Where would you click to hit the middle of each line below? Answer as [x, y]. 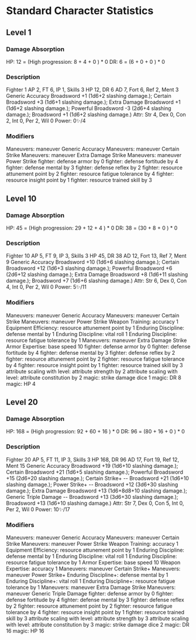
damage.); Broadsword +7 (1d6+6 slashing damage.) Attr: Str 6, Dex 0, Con [97, 281]
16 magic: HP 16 [25, 631]
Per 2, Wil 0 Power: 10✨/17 [38, 509]
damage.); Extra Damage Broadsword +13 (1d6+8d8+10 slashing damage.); [97, 491]
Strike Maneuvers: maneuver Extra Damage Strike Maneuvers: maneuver [94, 155]
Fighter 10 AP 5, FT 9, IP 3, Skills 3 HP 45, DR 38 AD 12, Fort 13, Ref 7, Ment [96, 256]
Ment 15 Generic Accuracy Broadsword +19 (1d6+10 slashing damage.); [92, 466]
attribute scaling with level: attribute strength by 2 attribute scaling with [92, 371]
